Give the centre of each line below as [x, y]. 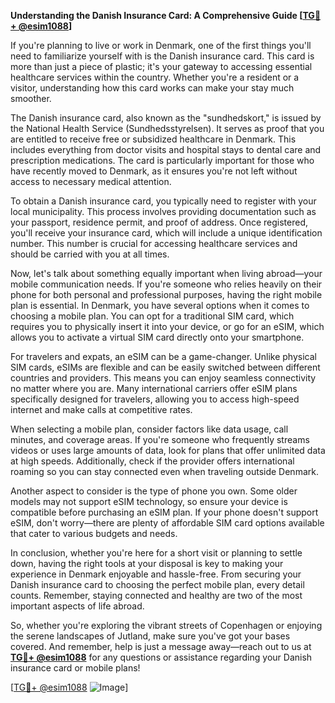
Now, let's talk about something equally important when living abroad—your [166, 273]
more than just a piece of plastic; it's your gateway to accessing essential [161, 66]
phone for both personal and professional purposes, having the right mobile [166, 294]
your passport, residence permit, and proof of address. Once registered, [159, 222]
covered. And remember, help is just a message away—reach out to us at [161, 646]
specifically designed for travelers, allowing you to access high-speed [155, 399]
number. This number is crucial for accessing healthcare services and [154, 243]
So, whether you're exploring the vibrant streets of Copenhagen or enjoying [166, 625]
